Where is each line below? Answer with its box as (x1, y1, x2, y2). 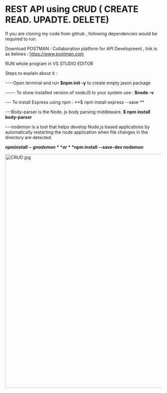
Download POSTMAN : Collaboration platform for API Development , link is (5, 45, 158, 51)
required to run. (5, 36, 37, 42)
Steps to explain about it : (5, 70, 57, 76)
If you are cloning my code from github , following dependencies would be (5, 30, 158, 36)
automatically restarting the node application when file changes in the (5, 129, 148, 135)
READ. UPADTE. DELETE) (5, 14, 109, 25)
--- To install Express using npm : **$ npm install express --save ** (5, 99, 145, 105)
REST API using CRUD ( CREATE (5, 3, 139, 15)
